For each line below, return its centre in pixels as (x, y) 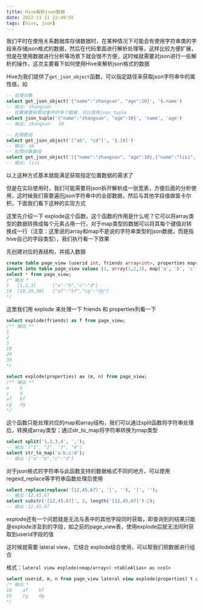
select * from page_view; (39, 274)
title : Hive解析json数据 (36, 12)
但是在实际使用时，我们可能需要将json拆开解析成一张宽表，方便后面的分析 (99, 188)
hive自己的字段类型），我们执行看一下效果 (58, 238)
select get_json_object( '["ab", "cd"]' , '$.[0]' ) (70, 140)
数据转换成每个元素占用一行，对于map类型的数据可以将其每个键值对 (101, 223)
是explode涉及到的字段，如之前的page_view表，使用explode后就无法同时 (98, 526)
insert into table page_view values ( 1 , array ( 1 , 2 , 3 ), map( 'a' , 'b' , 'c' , (102, 269)
